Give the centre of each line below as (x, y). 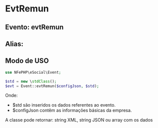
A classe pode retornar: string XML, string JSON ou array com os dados (79, 120)
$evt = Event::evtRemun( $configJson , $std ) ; (52, 86)
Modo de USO (27, 61)
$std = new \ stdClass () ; (31, 81)
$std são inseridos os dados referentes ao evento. (64, 105)
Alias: (14, 44)
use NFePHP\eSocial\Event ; (33, 72)
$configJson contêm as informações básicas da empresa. (72, 111)
